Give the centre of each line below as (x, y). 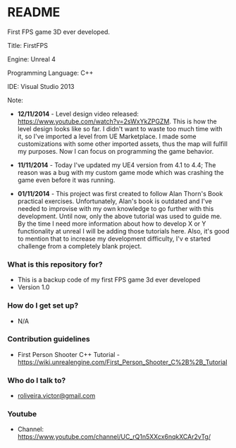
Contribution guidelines (49, 339)
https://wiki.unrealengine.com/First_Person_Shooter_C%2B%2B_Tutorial (122, 362)
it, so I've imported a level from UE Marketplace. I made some (107, 136)
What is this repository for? (55, 264)
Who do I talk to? (37, 380)
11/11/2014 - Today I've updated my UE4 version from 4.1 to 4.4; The (117, 165)
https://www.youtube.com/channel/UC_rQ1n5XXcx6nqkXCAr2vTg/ (114, 437)
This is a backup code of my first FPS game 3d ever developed (109, 280)
